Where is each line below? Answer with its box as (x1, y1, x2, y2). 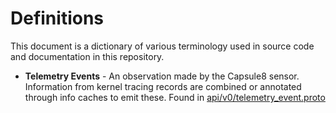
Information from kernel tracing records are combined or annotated (24, 80, 302, 92)
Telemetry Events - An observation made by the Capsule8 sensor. (24, 70, 300, 82)
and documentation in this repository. (10, 50, 165, 62)
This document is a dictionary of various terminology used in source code (10, 40, 315, 52)
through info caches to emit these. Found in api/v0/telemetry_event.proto (24, 91, 326, 103)
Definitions (10, 7, 105, 30)
